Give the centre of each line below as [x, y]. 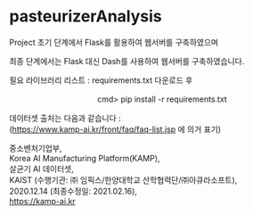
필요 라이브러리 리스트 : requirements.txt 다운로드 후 [101, 80]
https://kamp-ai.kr [42, 201]
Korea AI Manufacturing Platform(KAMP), [85, 158]
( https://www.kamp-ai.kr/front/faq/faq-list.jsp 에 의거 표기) [115, 129]
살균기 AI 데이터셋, [41, 169]
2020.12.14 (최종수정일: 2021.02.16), [73, 191]
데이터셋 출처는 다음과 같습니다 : [65, 118]
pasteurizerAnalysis [86, 17]
